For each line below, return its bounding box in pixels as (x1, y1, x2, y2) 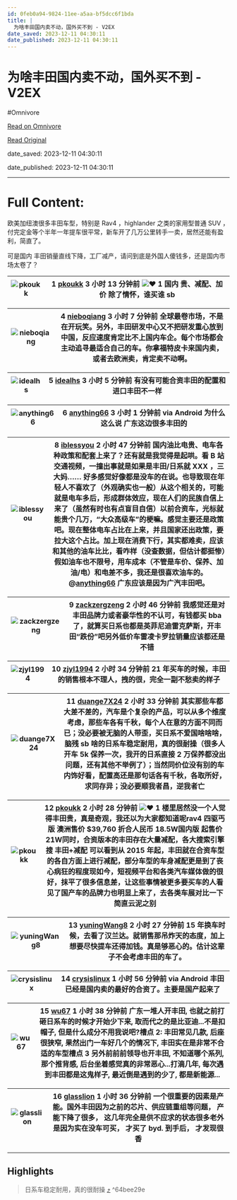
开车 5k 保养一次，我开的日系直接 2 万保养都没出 (63, 750, 226, 759)
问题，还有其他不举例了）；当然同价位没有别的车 (65, 760, 224, 770)
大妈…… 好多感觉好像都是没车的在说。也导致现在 (52, 472, 218, 481)
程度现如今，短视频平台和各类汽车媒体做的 (75, 867, 217, 876)
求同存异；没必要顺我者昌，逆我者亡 (84, 782, 205, 791)
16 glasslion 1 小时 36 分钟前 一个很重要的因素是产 (52, 1092, 224, 1101)
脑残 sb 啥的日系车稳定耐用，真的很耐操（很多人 (64, 739, 226, 748)
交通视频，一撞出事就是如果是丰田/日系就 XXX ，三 (53, 462, 224, 471)
